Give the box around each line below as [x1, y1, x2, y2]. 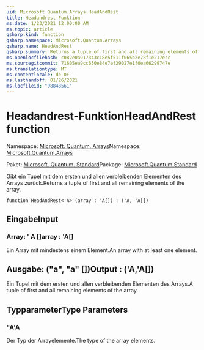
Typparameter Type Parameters [6, 304, 128, 315]
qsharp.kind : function [6, 32, 64, 38]
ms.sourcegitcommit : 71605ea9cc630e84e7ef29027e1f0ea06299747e [6, 60, 171, 66]
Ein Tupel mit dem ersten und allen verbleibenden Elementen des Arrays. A [6, 280, 194, 288]
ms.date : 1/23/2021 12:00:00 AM [6, 20, 89, 26]
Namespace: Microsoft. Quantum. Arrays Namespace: [6, 142, 141, 150]
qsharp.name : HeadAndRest [6, 43, 72, 50]
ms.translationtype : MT [6, 65, 67, 72]
